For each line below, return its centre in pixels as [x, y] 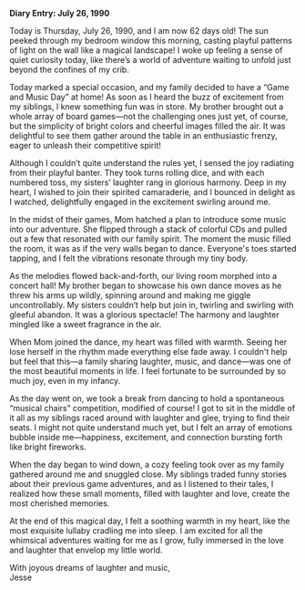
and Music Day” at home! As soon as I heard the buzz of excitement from [147, 97]
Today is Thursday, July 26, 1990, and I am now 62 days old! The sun [139, 31]
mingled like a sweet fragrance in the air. [86, 324]
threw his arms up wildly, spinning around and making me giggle [130, 295]
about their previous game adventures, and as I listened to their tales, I [142, 484]
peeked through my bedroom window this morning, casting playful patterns [151, 41]
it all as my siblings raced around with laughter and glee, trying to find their [150, 418]
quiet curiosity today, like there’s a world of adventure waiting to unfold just [150, 60]
